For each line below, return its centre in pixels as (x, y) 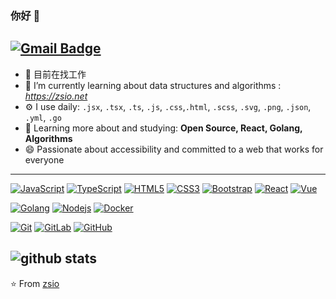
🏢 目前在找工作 (55, 74)
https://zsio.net (56, 96)
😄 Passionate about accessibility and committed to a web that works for (174, 149)
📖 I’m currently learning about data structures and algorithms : (153, 85)
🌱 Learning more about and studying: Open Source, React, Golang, (163, 128)
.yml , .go (43, 117)
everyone (44, 159)
